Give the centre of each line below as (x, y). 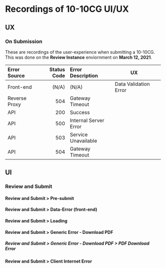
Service (79, 134)
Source (16, 76)
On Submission (24, 41)
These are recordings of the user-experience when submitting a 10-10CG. (80, 52)
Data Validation (132, 84)
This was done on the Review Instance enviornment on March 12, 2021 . (79, 57)
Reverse (17, 98)
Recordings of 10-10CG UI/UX (67, 9)
